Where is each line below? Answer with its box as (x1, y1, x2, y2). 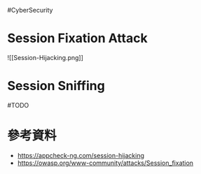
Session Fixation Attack (7, 31, 148, 46)
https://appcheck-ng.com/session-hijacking (17, 151, 145, 159)
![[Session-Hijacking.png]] (7, 53, 84, 61)
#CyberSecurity (7, 6, 53, 14)
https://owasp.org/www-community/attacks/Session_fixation (17, 159, 194, 167)
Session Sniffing (7, 78, 105, 94)
